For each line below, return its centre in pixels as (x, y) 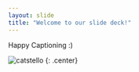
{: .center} (62, 60)
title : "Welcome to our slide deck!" (70, 23)
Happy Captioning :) (40, 45)
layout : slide (31, 15)
